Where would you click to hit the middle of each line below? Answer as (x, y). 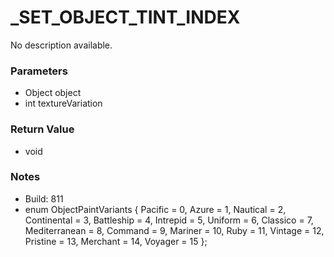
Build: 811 (44, 198)
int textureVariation (63, 103)
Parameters (39, 71)
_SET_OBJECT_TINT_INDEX (125, 17)
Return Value (42, 129)
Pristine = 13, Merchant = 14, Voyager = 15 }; (116, 241)
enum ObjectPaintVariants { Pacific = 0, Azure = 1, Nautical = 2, (155, 209)
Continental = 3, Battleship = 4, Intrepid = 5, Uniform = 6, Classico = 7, (169, 220)
